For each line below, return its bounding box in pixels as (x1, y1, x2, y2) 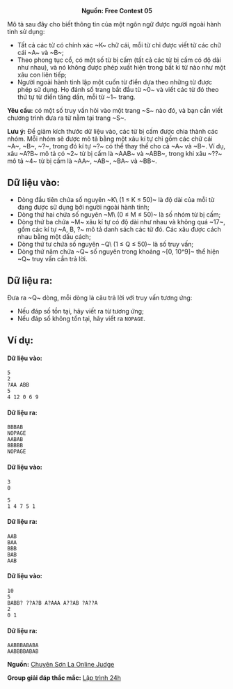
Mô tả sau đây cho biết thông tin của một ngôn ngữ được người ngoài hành (7, 20, 221, 28)
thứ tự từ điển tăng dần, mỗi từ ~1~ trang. (17, 93, 136, 101)
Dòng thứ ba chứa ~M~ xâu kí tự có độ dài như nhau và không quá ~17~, (17, 217, 226, 226)
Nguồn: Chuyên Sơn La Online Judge (7, 660, 115, 669)
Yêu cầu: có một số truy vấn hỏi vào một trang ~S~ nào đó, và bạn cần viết (7, 107, 223, 114)
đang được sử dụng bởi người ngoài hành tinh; (17, 203, 150, 211)
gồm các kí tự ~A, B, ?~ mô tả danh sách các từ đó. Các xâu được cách (17, 225, 221, 233)
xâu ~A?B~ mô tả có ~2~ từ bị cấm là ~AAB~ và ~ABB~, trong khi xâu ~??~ (7, 150, 223, 157)
